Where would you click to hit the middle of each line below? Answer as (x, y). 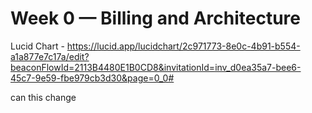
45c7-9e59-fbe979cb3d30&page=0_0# (92, 78)
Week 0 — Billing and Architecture (155, 18)
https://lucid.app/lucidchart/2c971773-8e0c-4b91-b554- (183, 46)
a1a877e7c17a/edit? (50, 56)
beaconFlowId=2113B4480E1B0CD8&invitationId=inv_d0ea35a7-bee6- (156, 67)
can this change (43, 97)
